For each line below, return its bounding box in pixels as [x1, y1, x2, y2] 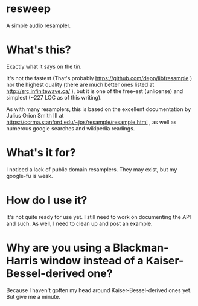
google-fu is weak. [6, 172, 53, 179]
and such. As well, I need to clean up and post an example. [6, 220, 153, 227]
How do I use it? [6, 194, 88, 207]
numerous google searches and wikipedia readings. [6, 124, 135, 132]
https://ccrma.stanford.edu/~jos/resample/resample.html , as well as [6, 118, 177, 126]
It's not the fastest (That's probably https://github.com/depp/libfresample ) [6, 74, 193, 81]
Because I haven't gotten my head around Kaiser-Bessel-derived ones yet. [6, 286, 192, 294]
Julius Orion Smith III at [6, 112, 64, 119]
